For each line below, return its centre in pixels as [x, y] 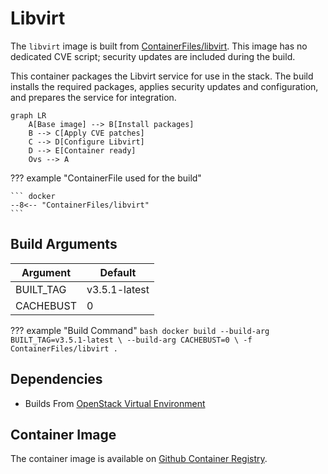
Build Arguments [64, 244]
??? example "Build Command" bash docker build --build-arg [140, 330]
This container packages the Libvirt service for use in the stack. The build [162, 76]
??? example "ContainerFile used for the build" [106, 178]
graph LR [28, 115]
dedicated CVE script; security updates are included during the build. [153, 56]
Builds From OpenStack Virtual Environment [115, 403]
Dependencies [56, 379]
